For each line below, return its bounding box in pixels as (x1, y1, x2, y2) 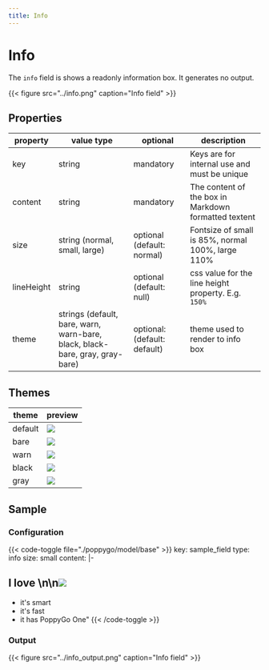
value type (70, 135, 114, 146)
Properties (8, 111, 62, 125)
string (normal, (58, 235, 114, 246)
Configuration (8, 526, 64, 537)
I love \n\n (8, 576, 59, 590)
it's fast (19, 606, 46, 616)
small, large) (58, 245, 105, 256)
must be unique (189, 169, 249, 180)
